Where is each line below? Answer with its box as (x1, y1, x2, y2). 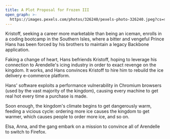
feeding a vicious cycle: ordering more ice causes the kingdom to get (5, 108, 150, 114)
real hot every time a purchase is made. (5, 93, 88, 99)
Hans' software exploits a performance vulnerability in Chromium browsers (5, 82, 162, 88)
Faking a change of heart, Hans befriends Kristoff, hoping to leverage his (5, 57, 157, 63)
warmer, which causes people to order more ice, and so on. (5, 114, 130, 120)
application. (5, 47, 30, 53)
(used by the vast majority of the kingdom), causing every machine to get (5, 88, 158, 94)
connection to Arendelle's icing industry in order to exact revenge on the (5, 62, 156, 68)
